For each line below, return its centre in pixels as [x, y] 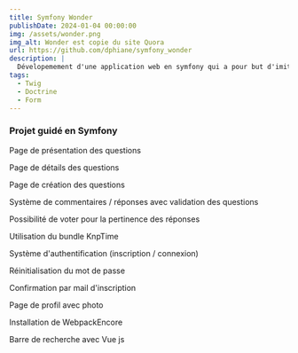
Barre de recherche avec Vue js [67, 339]
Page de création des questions [67, 184]
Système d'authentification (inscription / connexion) [104, 253]
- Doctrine [37, 91]
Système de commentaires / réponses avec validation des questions [134, 201]
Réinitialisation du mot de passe [67, 271]
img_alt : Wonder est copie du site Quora [87, 42]
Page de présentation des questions [75, 150]
